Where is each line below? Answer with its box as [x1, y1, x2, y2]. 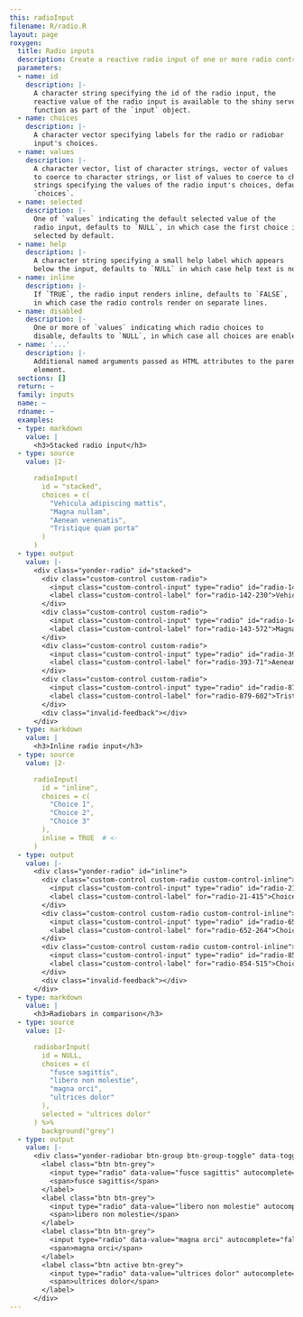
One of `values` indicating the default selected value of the [32, 214, 277, 224]
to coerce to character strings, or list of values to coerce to [32, 172, 284, 181]
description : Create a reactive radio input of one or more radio [17, 55, 272, 64]
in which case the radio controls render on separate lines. [32, 298, 269, 307]
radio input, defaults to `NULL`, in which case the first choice [32, 223, 289, 232]
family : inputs [17, 390, 75, 399]
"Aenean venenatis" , [49, 516, 127, 525]
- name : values [17, 147, 75, 156]
